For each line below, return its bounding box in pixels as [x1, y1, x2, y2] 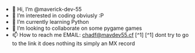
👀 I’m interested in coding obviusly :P [11, 12, 104, 19]
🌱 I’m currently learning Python [11, 18, 89, 25]
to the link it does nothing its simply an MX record [11, 40, 135, 47]
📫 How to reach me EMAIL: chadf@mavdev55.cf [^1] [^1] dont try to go [11, 32, 189, 38]
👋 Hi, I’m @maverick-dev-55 [11, 6, 82, 13]
